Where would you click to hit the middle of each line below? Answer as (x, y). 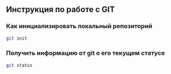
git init (17, 38)
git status (19, 65)
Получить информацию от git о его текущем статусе (85, 53)
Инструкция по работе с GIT (61, 10)
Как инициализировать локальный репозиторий (79, 26)
